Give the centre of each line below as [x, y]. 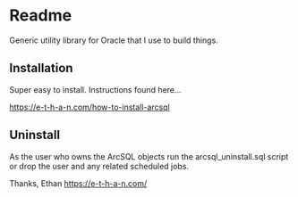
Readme [41, 16]
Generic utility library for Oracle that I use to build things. [114, 40]
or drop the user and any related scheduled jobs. [99, 166]
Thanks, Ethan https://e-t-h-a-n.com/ [78, 183]
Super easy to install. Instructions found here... [95, 89]
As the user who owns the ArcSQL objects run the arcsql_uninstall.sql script [149, 156]
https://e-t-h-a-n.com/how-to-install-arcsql [89, 107]
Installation [41, 68]
